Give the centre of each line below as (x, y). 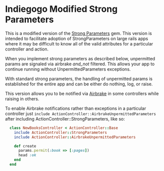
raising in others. (22, 99)
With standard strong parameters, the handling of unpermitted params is (79, 79)
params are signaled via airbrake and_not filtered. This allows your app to (80, 64)
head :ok (27, 155)
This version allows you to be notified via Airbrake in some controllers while (82, 93)
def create (25, 146)
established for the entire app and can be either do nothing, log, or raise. (79, 84)
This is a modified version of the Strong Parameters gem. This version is (79, 33)
